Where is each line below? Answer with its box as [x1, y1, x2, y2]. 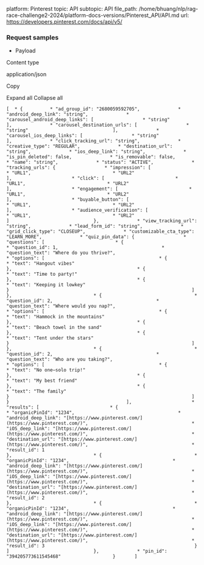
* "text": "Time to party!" [6, 271, 78, 278]
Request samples [6, 33, 59, 41]
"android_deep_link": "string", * [6, 111, 130, 118]
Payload [15, 47, 36, 54]
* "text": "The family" [6, 388, 67, 395]
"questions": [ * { [6, 239, 124, 245]
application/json [6, 71, 47, 78]
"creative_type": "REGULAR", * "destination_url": [6, 143, 173, 150]
